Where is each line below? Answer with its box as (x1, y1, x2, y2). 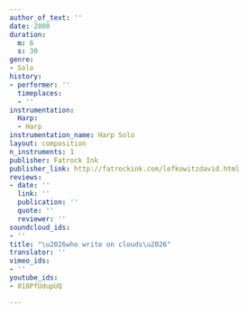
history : (9, 72, 42, 81)
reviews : (9, 172, 42, 181)
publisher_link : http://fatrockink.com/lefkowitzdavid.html (9, 164, 241, 173)
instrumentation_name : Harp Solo (9, 131, 135, 140)
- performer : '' (9, 80, 70, 89)
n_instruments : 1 (9, 147, 75, 156)
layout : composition (9, 139, 87, 148)
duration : (9, 30, 47, 39)
